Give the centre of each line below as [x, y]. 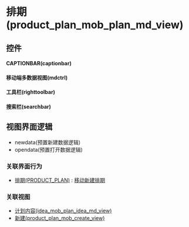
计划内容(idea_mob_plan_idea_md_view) [63, 211]
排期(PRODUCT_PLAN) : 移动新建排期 [60, 181]
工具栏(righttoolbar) [31, 92]
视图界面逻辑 [29, 127]
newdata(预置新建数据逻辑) [48, 142]
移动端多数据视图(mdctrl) [37, 78]
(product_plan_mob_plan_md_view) [95, 25]
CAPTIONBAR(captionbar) [39, 64]
